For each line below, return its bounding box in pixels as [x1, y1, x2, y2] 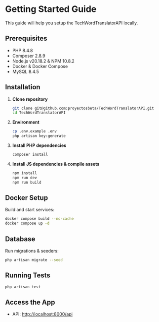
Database [5, 235, 36, 243]
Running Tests [5, 271, 50, 280]
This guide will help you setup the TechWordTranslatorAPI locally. [5, 20, 138, 26]
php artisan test [5, 284, 41, 289]
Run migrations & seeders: [5, 248, 59, 254]
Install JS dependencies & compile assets [12, 161, 100, 167]
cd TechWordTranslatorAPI [12, 110, 66, 115]
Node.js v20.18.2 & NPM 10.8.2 [12, 58, 75, 64]
